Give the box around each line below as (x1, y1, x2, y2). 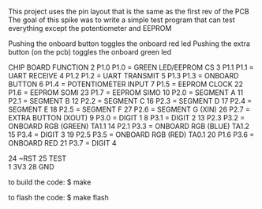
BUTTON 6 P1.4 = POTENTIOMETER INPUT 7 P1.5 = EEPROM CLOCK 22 (8, 79, 243, 89)
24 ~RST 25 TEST (8, 154, 67, 163)
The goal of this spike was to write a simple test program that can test (8, 15, 235, 25)
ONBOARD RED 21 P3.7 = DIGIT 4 (8, 139, 117, 147)
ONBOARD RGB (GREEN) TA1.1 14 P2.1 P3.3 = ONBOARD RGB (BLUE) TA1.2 (8, 122, 250, 131)
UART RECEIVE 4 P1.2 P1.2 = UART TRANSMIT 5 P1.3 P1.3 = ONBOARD (8, 71, 239, 80)
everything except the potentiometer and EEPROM (8, 24, 172, 32)
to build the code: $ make (8, 177, 92, 187)
